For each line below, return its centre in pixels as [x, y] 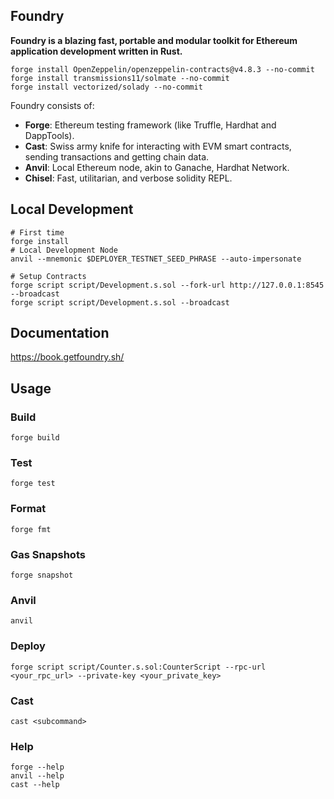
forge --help [37, 767]
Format [28, 509]
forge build [35, 438]
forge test [33, 484]
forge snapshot [42, 575]
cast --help [35, 785]
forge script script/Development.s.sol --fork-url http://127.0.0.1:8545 [167, 285]
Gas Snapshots [48, 554]
